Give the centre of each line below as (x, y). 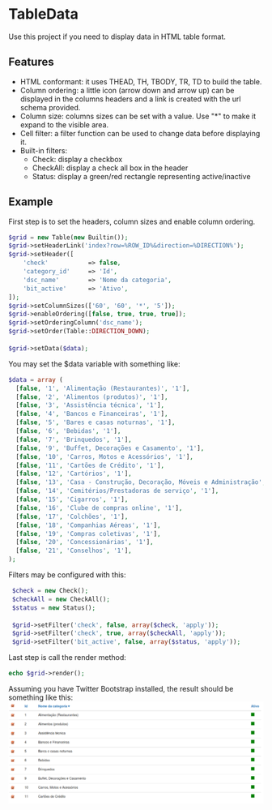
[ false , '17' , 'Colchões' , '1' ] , (72, 516)
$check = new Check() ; (50, 591)
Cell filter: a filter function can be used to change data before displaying (140, 133)
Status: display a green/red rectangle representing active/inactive (141, 176)
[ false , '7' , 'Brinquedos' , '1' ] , (74, 439)
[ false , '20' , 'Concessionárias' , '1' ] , (85, 542)
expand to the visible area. (64, 124)
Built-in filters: (44, 150)
